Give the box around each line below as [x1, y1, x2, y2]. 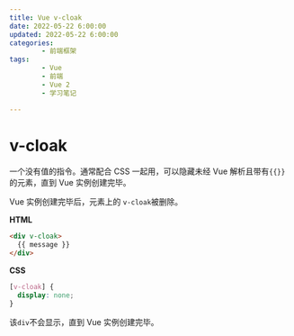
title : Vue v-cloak [9, 13, 83, 23]
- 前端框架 [41, 47, 77, 56]
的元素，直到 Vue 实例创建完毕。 [9, 177, 131, 188]
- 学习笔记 [41, 88, 77, 97]
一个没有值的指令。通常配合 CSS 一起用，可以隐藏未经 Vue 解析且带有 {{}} [9, 166, 286, 177]
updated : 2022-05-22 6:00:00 [9, 30, 119, 39]
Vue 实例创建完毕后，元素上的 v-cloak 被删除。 [9, 196, 183, 207]
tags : [9, 55, 30, 64]
